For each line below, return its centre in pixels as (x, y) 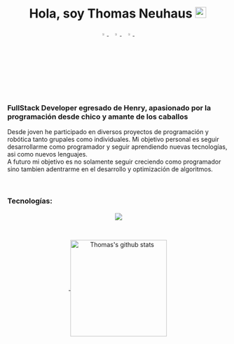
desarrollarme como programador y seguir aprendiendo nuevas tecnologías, (117, 147)
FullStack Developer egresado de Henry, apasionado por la (109, 107)
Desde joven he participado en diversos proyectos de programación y (108, 131)
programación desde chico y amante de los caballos (98, 117)
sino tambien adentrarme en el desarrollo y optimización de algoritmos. (110, 169)
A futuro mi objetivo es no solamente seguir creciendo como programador (114, 161)
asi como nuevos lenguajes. (47, 154)
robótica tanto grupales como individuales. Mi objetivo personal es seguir (113, 139)
